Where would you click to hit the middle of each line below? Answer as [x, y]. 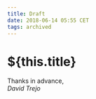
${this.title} [42, 61]
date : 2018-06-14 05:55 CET [48, 20]
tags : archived [29, 27]
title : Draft [26, 14]
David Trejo [24, 88]
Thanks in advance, [36, 81]
